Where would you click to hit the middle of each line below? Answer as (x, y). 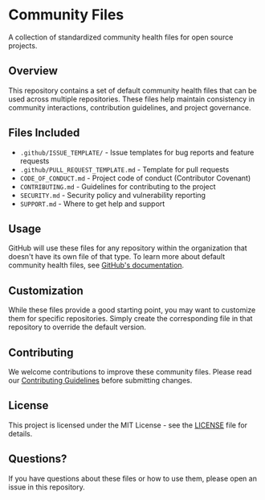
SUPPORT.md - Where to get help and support (92, 204)
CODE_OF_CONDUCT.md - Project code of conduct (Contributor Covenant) (135, 178)
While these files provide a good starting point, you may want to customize (132, 310)
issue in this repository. (47, 487)
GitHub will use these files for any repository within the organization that (128, 248)
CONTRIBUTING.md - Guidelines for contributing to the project (118, 186)
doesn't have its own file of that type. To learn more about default (117, 257)
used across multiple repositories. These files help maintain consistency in (132, 99)
